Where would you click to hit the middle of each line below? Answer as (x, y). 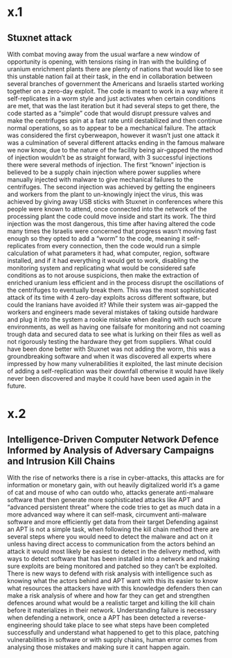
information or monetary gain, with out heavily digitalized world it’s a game (114, 485)
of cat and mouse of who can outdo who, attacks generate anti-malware (110, 492)
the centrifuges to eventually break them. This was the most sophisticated (113, 290)
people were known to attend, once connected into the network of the (107, 209)
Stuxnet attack (40, 38)
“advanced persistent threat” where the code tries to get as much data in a (114, 507)
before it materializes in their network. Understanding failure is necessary (112, 610)
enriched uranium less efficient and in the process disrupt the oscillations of (116, 283)
